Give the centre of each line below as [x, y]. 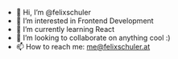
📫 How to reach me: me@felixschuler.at [83, 47]
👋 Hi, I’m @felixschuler [53, 12]
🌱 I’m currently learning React [65, 29]
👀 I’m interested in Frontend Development [85, 21]
